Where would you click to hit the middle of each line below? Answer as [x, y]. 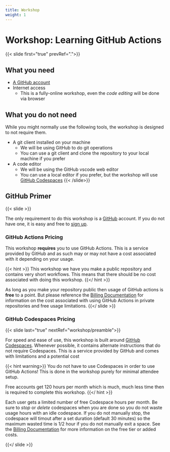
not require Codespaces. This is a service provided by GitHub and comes [82, 351]
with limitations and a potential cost [42, 356]
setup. [12, 377]
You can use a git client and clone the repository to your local [84, 153]
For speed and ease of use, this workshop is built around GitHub [73, 340]
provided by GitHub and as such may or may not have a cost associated [81, 254]
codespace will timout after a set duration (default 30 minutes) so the [78, 418]
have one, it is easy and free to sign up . [47, 224]
